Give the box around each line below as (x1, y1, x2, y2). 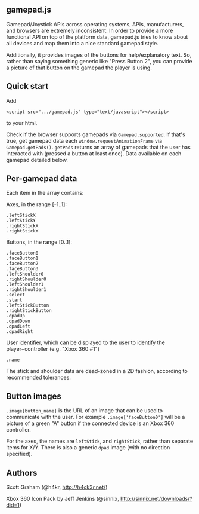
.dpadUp (6, 313, 26, 319)
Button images (6, 391, 61, 401)
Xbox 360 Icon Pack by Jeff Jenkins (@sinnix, (6, 495, 119, 503)
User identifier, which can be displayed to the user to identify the (6, 339, 166, 346)
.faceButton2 (6, 261, 39, 267)
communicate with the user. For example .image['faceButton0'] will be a (6, 414, 185, 421)
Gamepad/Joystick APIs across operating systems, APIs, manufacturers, (6, 20, 184, 27)
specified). (6, 451, 33, 458)
